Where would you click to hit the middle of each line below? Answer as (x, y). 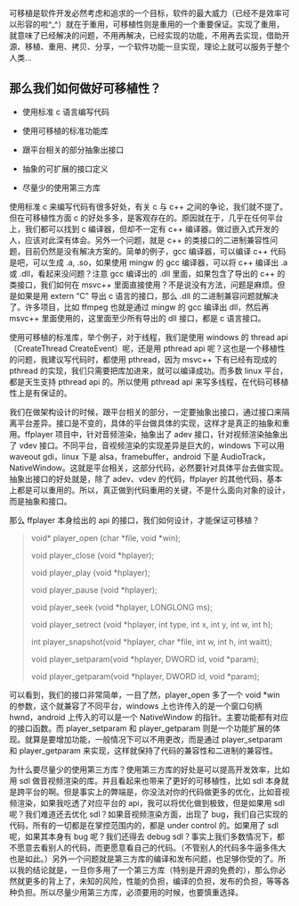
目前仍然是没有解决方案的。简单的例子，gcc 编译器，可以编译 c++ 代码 (155, 251)
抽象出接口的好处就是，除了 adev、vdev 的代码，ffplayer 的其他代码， (138, 478)
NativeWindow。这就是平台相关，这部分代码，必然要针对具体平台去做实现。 (149, 468)
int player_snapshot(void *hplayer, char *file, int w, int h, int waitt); (152, 642)
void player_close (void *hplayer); (93, 555)
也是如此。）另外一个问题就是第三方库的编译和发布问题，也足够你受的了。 (144, 859)
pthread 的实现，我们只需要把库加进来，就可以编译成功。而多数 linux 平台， (148, 370)
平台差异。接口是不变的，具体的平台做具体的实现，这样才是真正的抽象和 (149, 423)
